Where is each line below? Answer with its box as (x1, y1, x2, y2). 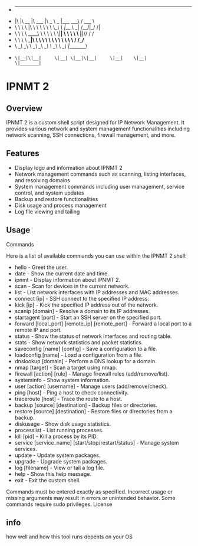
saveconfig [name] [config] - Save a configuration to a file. (14, 345, 157, 352)
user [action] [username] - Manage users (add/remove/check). (14, 383, 168, 390)
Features (6, 149, 39, 159)
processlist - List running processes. (14, 426, 104, 433)
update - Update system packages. (14, 452, 101, 459)
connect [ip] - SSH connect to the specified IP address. (14, 295, 149, 302)
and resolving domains (14, 176, 71, 183)
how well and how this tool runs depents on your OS (6, 533, 133, 540)
